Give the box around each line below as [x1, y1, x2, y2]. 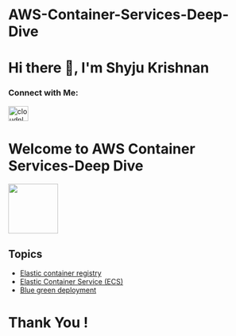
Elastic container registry [19, 268, 102, 278]
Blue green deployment [19, 285, 97, 295]
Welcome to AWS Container [8, 139, 196, 158]
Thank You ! [8, 313, 89, 331]
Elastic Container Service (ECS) [19, 277, 124, 287]
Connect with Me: [8, 88, 79, 99]
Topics [8, 248, 43, 260]
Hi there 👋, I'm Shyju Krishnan [8, 59, 209, 77]
